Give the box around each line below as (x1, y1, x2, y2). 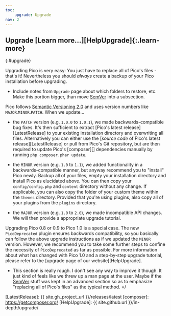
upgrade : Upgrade (14, 12, 52, 17)
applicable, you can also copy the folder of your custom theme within (12, 189, 159, 195)
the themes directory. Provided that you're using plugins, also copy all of (12, 194, 164, 200)
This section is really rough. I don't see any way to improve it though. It (12, 267, 162, 274)
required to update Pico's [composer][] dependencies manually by (12, 146, 153, 153)
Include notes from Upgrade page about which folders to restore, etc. (12, 88, 157, 95)
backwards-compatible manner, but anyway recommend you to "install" (12, 167, 164, 173)
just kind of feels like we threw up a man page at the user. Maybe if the (12, 273, 162, 279)
